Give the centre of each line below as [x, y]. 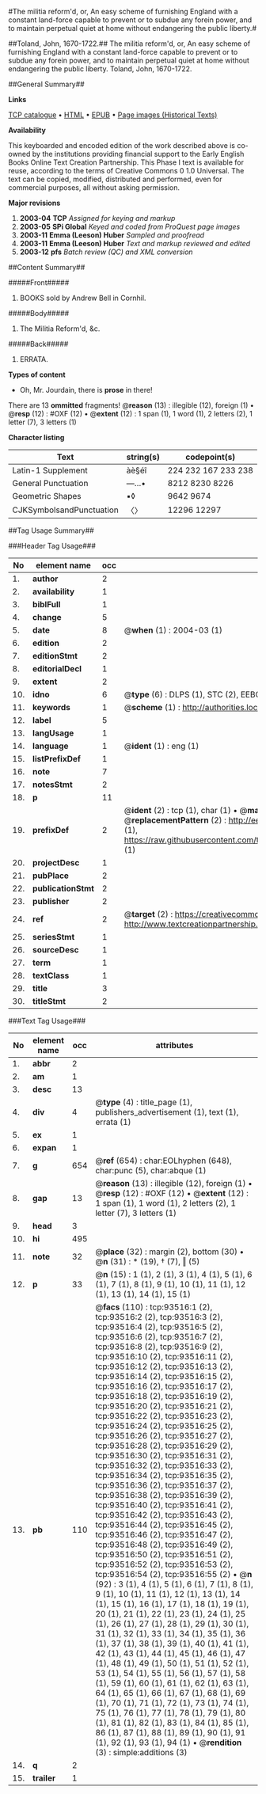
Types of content [37, 374]
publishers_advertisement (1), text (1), [167, 1112]
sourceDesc [56, 950]
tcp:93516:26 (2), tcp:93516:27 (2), [164, 1436]
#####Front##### [39, 283]
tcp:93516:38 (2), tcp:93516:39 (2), [164, 1495]
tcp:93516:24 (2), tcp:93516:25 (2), [164, 1426]
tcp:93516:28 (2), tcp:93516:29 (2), [164, 1446]
